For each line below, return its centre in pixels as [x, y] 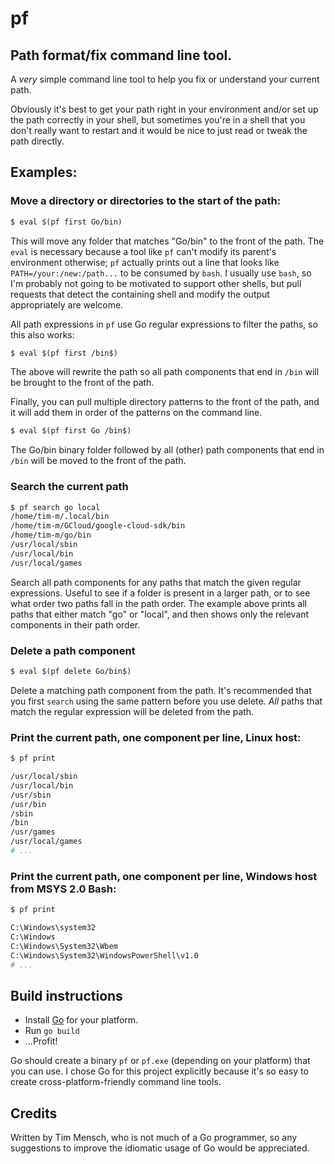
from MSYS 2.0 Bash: [63, 889]
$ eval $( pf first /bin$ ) [64, 353]
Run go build [52, 1031]
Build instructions [66, 995]
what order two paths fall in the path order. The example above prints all [158, 603]
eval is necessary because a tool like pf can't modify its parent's [143, 251]
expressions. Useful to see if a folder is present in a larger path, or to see [160, 593]
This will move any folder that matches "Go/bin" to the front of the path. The [167, 241]
